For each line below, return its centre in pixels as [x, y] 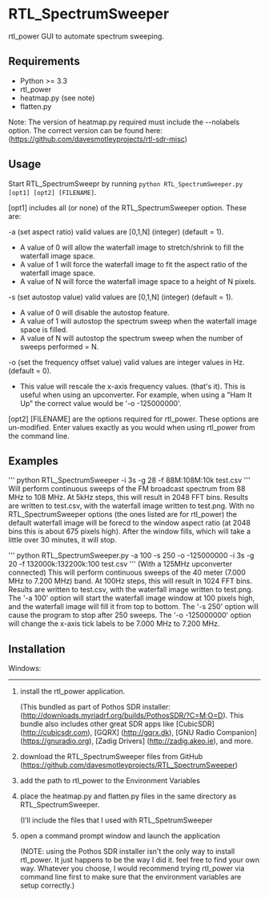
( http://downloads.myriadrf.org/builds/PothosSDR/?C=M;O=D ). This [132, 716]
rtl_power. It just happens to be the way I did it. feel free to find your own [140, 860]
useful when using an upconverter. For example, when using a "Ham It [136, 395]
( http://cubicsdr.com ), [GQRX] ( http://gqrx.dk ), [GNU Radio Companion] [139, 733]
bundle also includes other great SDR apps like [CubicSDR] [117, 724]
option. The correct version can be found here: [85, 130]
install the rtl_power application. [72, 692]
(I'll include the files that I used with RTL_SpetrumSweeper [116, 820]
